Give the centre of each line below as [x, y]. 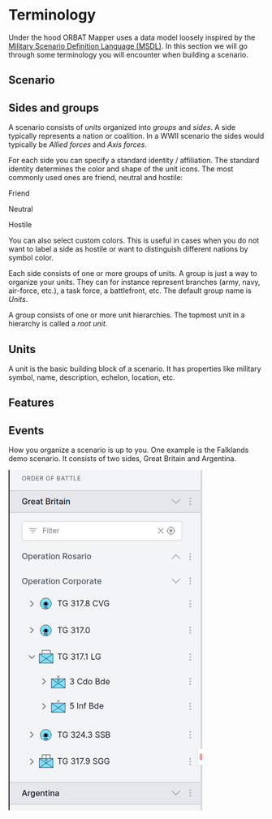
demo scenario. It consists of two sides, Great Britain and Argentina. [123, 459]
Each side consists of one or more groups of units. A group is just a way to [133, 274]
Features [31, 403]
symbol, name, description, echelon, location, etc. [92, 377]
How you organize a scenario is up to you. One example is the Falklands [129, 450]
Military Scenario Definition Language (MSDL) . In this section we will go [128, 45]
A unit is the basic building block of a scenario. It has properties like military [135, 369]
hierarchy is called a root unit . [58, 324]
